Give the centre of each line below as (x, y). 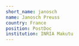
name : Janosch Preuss (33, 17)
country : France (26, 23)
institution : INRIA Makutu (39, 34)
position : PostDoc (29, 28)
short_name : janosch (32, 12)
